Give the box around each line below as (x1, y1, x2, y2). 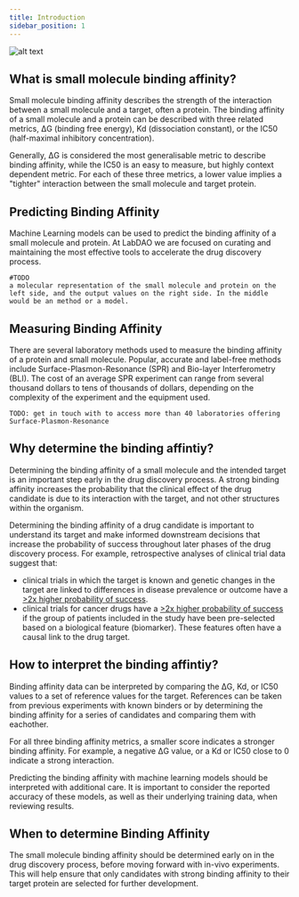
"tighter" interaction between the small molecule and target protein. (9, 179, 256, 190)
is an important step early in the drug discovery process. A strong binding (9, 473, 280, 485)
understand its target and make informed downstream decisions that (9, 529, 261, 539)
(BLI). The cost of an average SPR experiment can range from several (9, 373, 264, 384)
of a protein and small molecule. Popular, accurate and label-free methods (9, 353, 282, 365)
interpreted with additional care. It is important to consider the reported (9, 781, 271, 792)
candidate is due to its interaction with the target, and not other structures (9, 493, 280, 504)
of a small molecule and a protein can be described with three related (9, 114, 264, 125)
